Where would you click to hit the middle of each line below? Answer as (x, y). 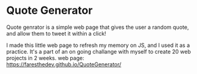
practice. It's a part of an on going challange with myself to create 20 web (98, 51)
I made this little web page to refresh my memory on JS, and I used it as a (98, 45)
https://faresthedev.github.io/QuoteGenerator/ (64, 64)
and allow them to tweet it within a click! (56, 33)
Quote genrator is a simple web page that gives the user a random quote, (98, 27)
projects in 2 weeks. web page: (45, 58)
